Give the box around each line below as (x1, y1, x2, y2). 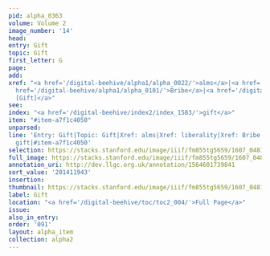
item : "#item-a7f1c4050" (8, 116, 92, 124)
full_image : (8, 153, 48, 161)
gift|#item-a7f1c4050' (15, 138, 92, 147)
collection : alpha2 (8, 236, 74, 244)
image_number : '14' (8, 26, 74, 35)
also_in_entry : (8, 213, 59, 221)
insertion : (8, 176, 45, 185)
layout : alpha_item (8, 228, 74, 237)
